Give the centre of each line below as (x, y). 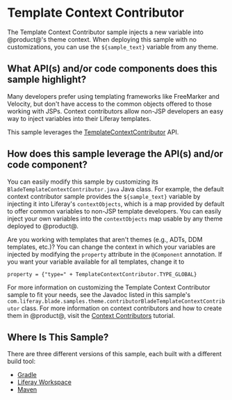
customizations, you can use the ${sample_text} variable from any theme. (113, 47)
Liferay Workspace (44, 382)
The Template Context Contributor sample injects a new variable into (105, 32)
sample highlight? (47, 80)
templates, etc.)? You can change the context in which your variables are (111, 247)
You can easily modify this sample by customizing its (83, 182)
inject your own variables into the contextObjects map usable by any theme (115, 218)
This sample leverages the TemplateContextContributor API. (93, 132)
